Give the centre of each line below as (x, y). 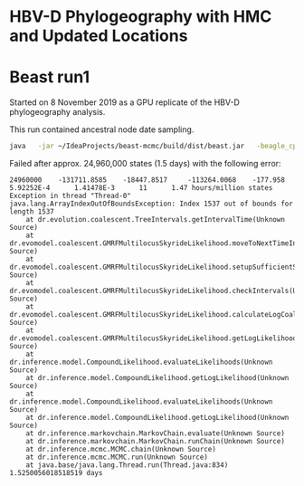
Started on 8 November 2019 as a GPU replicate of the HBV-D (124, 102)
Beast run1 (50, 77)
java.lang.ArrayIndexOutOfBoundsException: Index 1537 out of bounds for (152, 204)
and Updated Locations (99, 36)
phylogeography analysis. (57, 112)
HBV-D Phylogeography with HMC (141, 17)
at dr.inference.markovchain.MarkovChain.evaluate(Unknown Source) (155, 434)
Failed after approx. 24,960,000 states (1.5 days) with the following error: (146, 163)
